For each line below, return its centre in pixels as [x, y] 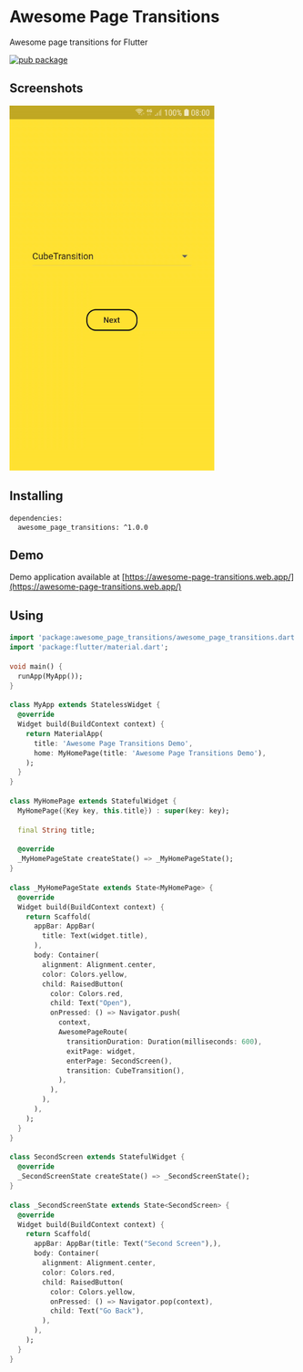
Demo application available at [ [67, 577]
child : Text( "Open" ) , [91, 1003]
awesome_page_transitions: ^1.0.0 [83, 527]
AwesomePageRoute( [93, 1033]
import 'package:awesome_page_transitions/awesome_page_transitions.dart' [154, 638]
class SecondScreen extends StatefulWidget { [97, 1157]
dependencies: [36, 518]
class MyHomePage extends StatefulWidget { [93, 801]
